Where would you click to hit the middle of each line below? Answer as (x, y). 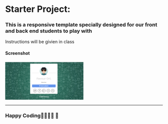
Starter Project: (38, 9)
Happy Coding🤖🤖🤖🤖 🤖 (32, 116)
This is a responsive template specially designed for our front (81, 25)
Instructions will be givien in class (40, 42)
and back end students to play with (49, 31)
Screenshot (17, 53)
